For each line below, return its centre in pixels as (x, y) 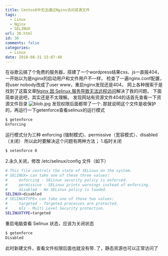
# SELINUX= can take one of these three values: (57, 175)
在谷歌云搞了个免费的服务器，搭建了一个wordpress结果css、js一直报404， (83, 72)
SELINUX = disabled (24, 194)
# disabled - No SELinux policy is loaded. (56, 190)
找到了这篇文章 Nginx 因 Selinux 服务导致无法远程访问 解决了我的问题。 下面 (83, 91)
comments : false (22, 43)
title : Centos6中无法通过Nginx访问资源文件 (48, 10)
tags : (11, 15)
